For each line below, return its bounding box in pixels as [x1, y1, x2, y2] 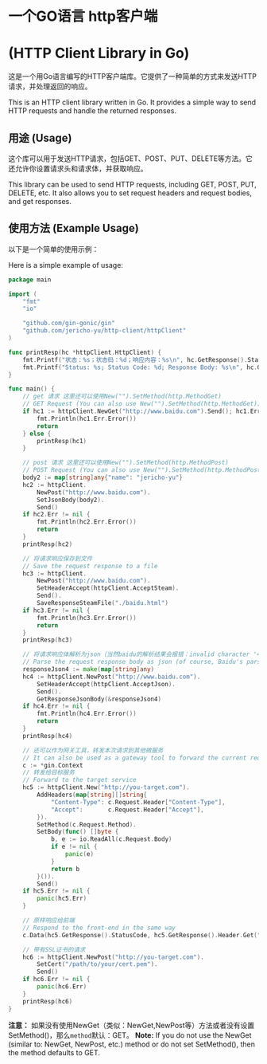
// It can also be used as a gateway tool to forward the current [22, 754, 247, 762]
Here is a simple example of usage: [8, 260, 123, 269]
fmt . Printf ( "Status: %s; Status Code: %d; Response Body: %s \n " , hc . [22, 363, 258, 371]
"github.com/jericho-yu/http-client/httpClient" [22, 327, 187, 335]
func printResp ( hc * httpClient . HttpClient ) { [8, 348, 161, 356]
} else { [22, 430, 52, 438]
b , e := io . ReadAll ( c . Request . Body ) [50, 835, 172, 843]
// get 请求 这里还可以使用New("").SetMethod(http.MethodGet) [22, 392, 222, 401]
